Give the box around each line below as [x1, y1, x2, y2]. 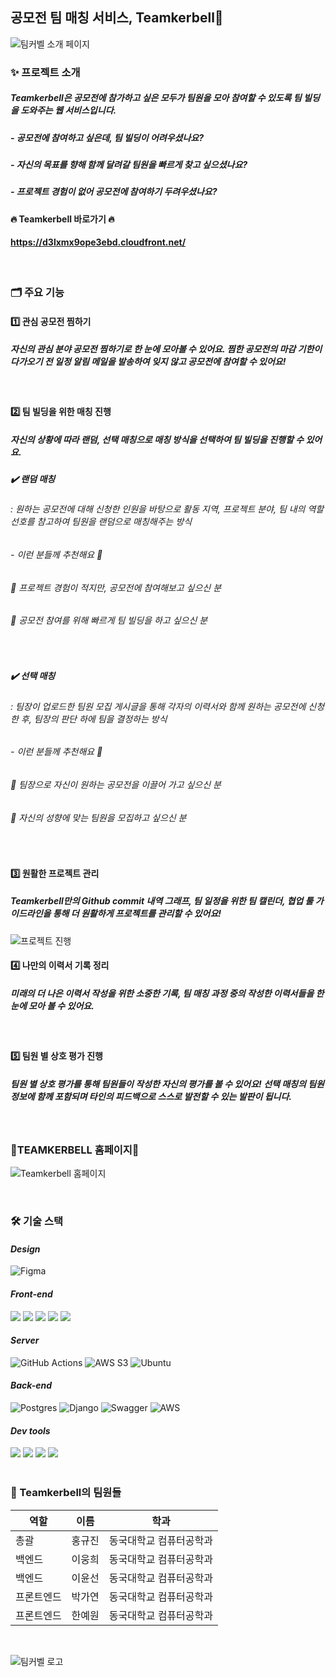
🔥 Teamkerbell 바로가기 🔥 [10, 213, 115, 225]
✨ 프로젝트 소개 [10, 65, 81, 79]
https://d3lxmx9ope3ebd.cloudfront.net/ [10, 236, 187, 248]
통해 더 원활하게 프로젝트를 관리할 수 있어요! [52, 908, 222, 920]
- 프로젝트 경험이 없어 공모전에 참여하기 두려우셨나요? [10, 186, 218, 198]
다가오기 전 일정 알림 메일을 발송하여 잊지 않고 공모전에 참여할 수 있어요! [10, 356, 287, 368]
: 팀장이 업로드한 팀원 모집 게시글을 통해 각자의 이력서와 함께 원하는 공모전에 [10, 700, 307, 712]
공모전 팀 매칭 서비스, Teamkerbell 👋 [10, 9, 224, 27]
